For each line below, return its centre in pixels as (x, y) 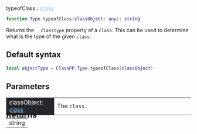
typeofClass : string (30, 8)
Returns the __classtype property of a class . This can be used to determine (97, 30)
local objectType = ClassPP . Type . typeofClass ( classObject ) (80, 68)
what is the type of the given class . (49, 36)
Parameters (28, 87)
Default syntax (34, 55)
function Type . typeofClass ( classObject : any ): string (73, 19)
